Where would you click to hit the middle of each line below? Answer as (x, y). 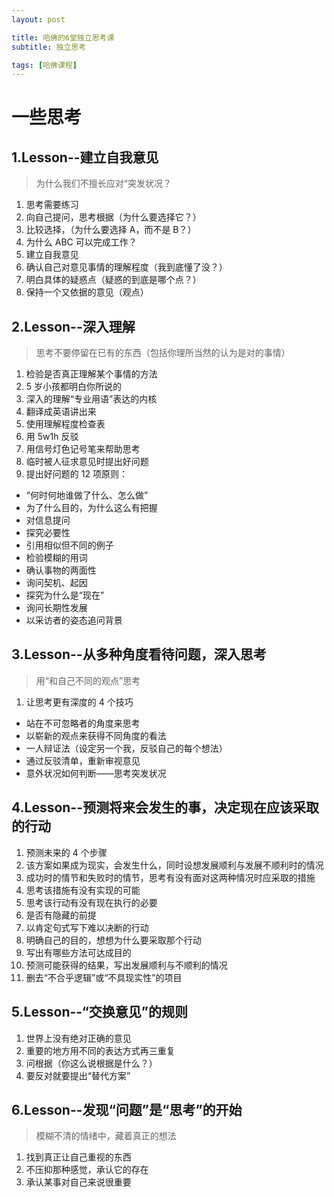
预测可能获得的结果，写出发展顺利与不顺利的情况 (126, 965)
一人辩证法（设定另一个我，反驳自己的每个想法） (126, 748)
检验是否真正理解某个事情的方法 (91, 374)
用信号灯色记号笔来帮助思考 (83, 449)
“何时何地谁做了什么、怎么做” (87, 495)
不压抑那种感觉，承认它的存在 (87, 1170)
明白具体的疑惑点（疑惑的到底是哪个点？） (113, 280)
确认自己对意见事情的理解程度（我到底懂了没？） (126, 267)
